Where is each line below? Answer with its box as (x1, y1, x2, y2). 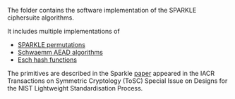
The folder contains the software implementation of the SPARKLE (7, 6, 197, 14)
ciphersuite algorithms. (7, 13, 74, 22)
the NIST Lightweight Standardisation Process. (7, 84, 143, 92)
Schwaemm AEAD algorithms (17, 48, 104, 56)
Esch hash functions (17, 55, 78, 64)
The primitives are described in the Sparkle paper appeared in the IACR (7, 70, 215, 77)
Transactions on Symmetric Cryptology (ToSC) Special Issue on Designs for (7, 77, 228, 85)
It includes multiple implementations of (7, 27, 120, 35)
